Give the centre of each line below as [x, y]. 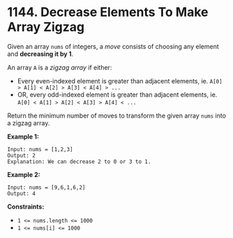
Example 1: [23, 136]
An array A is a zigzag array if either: [60, 67]
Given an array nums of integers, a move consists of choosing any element [113, 46]
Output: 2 [22, 155]
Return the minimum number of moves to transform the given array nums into [117, 115]
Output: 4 [22, 193]
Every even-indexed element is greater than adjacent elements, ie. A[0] [120, 80]
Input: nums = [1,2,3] [40, 149]
